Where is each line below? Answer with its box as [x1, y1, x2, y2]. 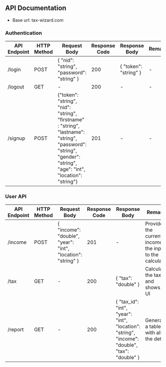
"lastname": [57, 129, 85, 136]
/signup [7, 135, 26, 142]
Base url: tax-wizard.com [12, 17, 64, 23]
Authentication [5, 29, 42, 36]
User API [5, 193, 27, 200]
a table [145, 323, 161, 330]
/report [7, 326, 24, 333]
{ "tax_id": [116, 298, 139, 305]
